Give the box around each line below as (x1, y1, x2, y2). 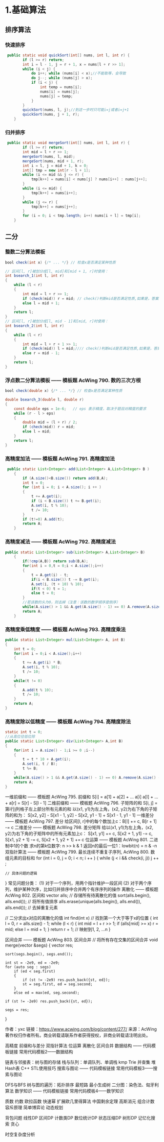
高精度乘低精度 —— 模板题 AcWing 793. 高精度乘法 (5, 626, 126, 633)
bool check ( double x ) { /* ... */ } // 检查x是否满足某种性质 (5, 388, 123, 393)
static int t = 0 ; (5, 730, 42, 735)
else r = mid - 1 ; (22, 351, 60, 356)
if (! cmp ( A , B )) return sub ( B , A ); (22, 559, 89, 564)
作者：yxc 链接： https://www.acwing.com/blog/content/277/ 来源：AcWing (5, 1026, 157, 1032)
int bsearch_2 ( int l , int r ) (5, 324, 64, 329)
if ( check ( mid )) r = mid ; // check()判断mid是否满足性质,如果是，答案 (22, 296, 159, 301)
